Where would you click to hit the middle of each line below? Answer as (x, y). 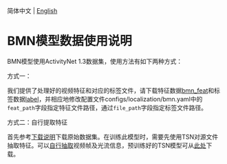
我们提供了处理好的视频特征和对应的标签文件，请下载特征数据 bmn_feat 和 (111, 90)
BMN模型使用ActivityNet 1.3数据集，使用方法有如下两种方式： (95, 61)
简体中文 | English (32, 11)
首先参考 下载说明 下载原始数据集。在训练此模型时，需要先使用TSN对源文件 (113, 137)
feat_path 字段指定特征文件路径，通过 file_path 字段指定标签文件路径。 (107, 107)
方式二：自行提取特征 (37, 122)
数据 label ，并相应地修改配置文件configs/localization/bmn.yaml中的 (108, 99)
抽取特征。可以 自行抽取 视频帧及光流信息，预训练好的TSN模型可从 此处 (107, 145)
